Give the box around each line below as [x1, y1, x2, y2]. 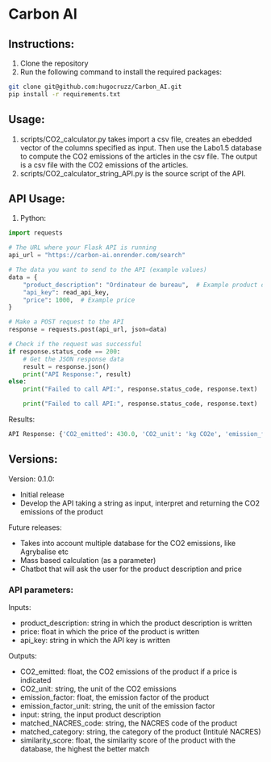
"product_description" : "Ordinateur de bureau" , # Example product [23, 281, 258, 289]
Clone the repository [19, 58, 89, 68]
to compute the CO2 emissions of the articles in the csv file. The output [19, 151, 258, 161]
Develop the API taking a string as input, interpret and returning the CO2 [19, 498, 261, 508]
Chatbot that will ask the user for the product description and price [19, 564, 242, 574]
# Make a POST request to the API [8, 318, 125, 326]
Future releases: [8, 523, 62, 532]
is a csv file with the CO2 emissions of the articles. [19, 159, 189, 170]
